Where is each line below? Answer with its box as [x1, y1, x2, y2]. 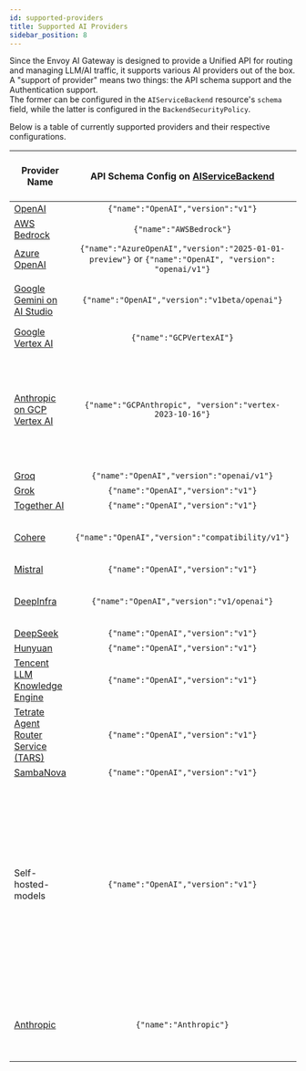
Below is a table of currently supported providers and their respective [9, 121, 270, 132]
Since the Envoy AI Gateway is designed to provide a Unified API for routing [9, 56, 293, 67]
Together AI [14, 499, 65, 512]
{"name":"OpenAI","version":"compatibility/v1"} [75, 532, 290, 543]
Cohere [14, 531, 46, 544]
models [14, 889, 46, 902]
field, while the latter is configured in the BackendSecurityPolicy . [9, 104, 251, 115]
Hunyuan [14, 642, 53, 655]
